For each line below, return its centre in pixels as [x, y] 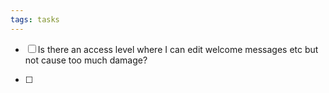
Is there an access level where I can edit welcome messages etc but [178, 49]
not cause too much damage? [86, 60]
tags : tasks [35, 19]
